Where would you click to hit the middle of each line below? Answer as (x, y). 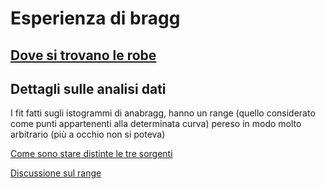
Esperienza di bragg (95, 18)
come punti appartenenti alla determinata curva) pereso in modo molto (156, 124)
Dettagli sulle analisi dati (88, 88)
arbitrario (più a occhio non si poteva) (88, 134)
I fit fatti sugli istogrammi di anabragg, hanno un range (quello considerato (163, 113)
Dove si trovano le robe (83, 55)
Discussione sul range (56, 173)
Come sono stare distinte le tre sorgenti (91, 154)
